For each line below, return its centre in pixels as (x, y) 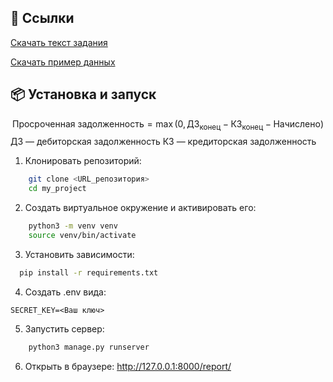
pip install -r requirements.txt (89, 272)
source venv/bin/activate (82, 236)
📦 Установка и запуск (83, 94)
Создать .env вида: (65, 292)
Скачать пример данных (63, 62)
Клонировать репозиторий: (83, 161)
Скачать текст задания (59, 42)
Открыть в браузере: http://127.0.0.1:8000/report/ (128, 366)
